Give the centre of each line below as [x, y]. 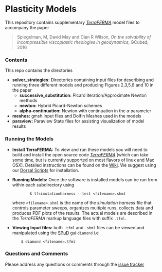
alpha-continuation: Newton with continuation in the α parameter [85, 111]
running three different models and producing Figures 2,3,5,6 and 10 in [83, 85]
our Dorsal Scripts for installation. [45, 170]
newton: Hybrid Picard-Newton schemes [61, 106]
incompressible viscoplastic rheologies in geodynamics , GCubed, [83, 42]
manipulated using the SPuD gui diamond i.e [55, 233]
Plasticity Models [41, 9]
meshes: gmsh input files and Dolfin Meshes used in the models [77, 116]
